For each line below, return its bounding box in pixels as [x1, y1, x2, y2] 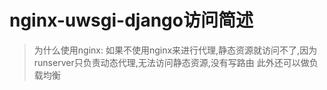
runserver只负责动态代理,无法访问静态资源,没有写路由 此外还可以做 [33, 56, 310, 68]
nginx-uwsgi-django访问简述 [9, 9, 254, 32]
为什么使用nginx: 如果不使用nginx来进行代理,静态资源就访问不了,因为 [33, 44, 318, 56]
